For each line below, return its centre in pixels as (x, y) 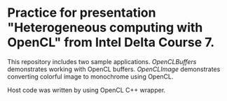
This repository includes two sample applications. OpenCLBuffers (102, 61)
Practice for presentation (82, 13)
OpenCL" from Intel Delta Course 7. (111, 42)
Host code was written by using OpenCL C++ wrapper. (87, 90)
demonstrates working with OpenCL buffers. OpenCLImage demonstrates (114, 69)
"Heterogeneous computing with (105, 28)
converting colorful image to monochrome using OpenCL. (90, 76)
